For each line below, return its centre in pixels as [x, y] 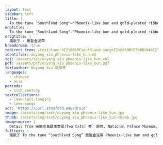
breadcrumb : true [23, 45]
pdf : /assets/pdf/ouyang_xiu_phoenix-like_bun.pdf [57, 63]
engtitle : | [17, 28]
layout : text [18, 9]
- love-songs [23, 104]
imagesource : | [20, 122]
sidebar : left [19, 14]
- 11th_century [25, 90]
